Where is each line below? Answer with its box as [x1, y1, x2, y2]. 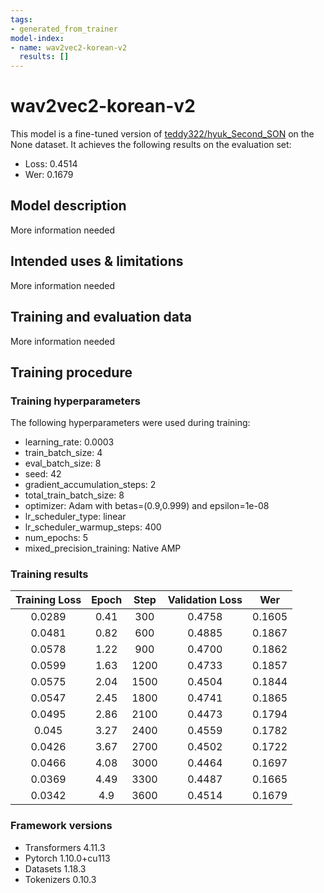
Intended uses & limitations [10, 253, 184, 270]
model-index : [10, 33, 65, 43]
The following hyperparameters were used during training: [10, 417, 251, 429]
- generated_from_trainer [10, 24, 118, 34]
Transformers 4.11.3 [24, 841, 106, 853]
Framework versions [10, 819, 113, 833]
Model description [10, 197, 127, 215]
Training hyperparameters [10, 394, 141, 408]
